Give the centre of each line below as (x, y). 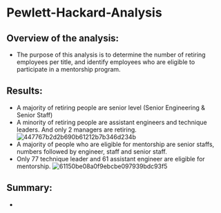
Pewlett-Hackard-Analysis (85, 13)
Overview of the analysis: (63, 38)
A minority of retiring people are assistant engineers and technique (112, 122)
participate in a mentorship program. (69, 69)
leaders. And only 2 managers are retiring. (77, 130)
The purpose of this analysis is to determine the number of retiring (111, 54)
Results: (25, 91)
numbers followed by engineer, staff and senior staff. (92, 151)
